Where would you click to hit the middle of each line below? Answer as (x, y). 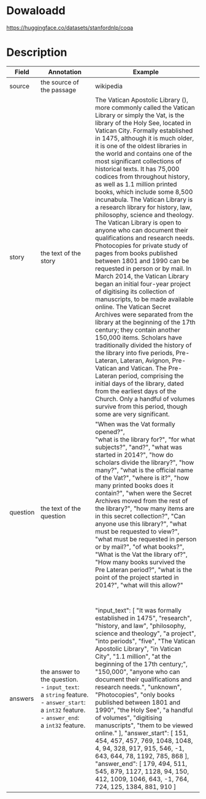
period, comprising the (151, 376)
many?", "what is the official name (144, 470)
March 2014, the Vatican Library (142, 276)
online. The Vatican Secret (133, 307)
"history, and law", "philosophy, (140, 625)
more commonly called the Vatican (145, 107)
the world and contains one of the (143, 153)
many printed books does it (134, 485)
